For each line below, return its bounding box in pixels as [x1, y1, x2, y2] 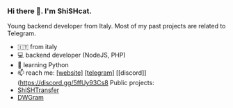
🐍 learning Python [17, 61, 69, 69]
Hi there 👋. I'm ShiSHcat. [7, 6, 92, 16]
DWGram [17, 93, 44, 102]
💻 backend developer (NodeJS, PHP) [17, 51, 127, 60]
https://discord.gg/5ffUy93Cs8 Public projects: [19, 79, 154, 87]
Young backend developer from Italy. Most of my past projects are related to [7, 22, 226, 30]
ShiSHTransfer [17, 86, 60, 94]
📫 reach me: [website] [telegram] [17, 69, 115, 77]
